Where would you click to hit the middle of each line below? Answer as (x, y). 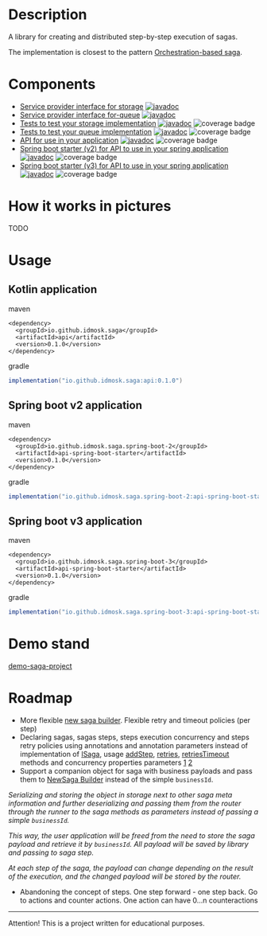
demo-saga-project (41, 666)
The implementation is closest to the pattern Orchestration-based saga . (125, 52)
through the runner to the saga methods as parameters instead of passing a (133, 811)
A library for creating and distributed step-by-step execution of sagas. (123, 37)
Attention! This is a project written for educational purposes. (106, 923)
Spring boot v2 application (75, 406)
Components (52, 84)
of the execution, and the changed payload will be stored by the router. (125, 876)
